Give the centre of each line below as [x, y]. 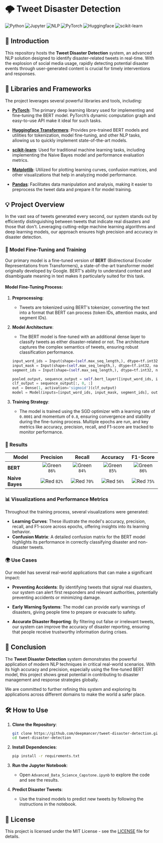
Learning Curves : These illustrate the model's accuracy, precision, [79, 521]
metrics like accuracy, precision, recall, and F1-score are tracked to [86, 427]
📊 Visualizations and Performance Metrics [57, 499]
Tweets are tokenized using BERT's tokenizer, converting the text [84, 307]
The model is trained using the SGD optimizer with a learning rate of [87, 411]
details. [12, 836]
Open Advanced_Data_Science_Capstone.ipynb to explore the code [84, 775]
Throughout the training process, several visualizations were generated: [77, 511]
